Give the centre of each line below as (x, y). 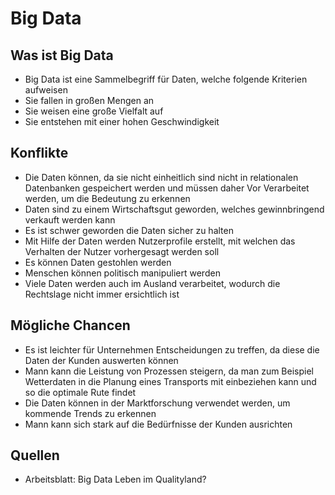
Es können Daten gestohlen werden (98, 262)
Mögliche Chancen (70, 325)
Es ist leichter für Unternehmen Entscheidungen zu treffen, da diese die (172, 349)
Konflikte (39, 153)
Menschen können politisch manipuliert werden (122, 273)
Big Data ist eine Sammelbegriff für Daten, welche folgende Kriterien (166, 79)
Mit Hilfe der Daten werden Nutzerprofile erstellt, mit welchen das (160, 241)
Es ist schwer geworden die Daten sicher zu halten (129, 230)
